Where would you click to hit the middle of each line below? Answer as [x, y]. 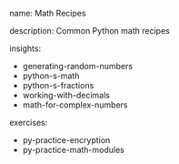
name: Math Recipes [48, 13]
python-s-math [51, 76]
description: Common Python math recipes [89, 31]
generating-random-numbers [78, 66]
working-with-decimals [66, 95]
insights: [25, 48]
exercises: [29, 123]
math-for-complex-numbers [75, 105]
